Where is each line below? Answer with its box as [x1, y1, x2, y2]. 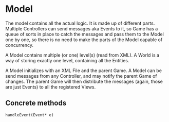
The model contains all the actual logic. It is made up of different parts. [5, 20, 155, 26]
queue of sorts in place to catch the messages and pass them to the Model [5, 31, 164, 37]
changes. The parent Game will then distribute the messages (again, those [5, 78, 163, 84]
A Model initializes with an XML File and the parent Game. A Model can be [5, 67, 162, 74]
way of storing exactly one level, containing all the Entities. [5, 57, 129, 63]
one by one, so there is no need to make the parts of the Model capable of [5, 37, 163, 43]
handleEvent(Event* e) [5, 112, 54, 117]
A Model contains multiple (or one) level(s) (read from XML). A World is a [5, 52, 160, 58]
